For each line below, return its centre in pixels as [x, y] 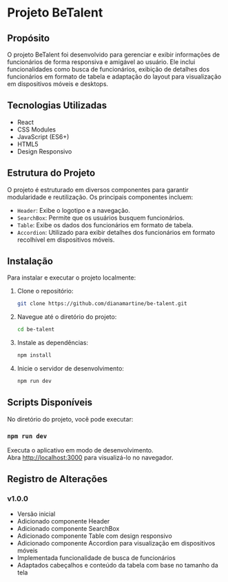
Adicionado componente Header [63, 521]
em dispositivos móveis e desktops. [58, 84]
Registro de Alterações [58, 479]
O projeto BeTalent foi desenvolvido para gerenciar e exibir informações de [114, 54]
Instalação [30, 261]
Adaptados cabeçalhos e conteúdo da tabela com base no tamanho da [117, 565]
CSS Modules [37, 129]
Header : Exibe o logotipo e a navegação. [74, 210]
